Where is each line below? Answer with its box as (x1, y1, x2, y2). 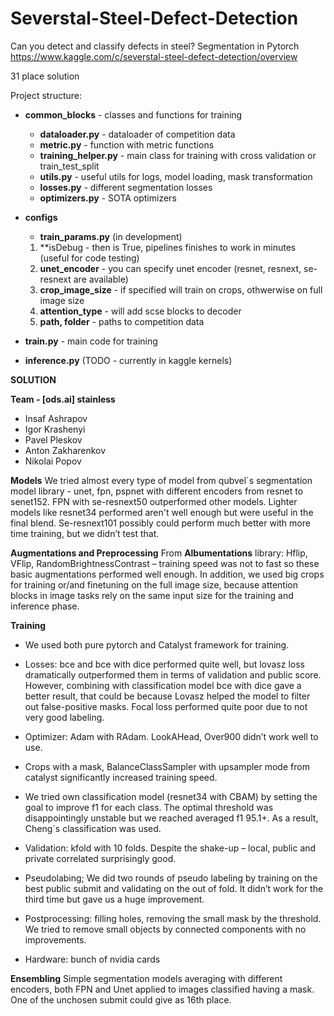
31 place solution (10, 70, 80, 82)
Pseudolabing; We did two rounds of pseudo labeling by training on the (24, 872, 318, 884)
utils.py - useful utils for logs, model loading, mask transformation (39, 170, 313, 182)
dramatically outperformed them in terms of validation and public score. (24, 668, 322, 681)
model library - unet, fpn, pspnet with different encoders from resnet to (10, 485, 304, 497)
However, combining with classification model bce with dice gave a (24, 679, 302, 691)
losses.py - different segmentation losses (39, 181, 213, 193)
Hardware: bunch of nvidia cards (24, 953, 161, 965)
